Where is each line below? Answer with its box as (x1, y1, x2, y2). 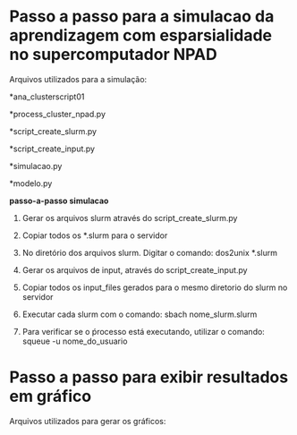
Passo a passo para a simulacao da (9, 6, 275, 27)
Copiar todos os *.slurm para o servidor (21, 230, 168, 241)
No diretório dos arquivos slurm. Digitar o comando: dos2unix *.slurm (21, 247, 277, 258)
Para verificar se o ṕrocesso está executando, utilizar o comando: (21, 326, 266, 337)
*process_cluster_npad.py (9, 108, 106, 119)
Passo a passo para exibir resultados (9, 367, 289, 388)
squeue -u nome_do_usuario (21, 336, 128, 346)
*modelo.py (9, 177, 53, 189)
